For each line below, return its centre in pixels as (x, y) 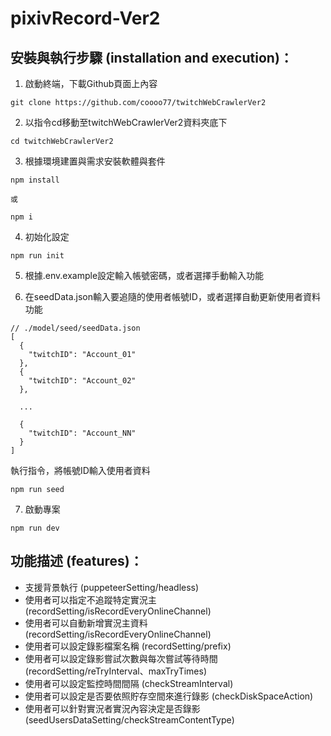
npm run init (37, 256)
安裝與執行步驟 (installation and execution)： (151, 57)
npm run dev (35, 528)
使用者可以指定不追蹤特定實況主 (90, 599)
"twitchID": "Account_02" (82, 381)
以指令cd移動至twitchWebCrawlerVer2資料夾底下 (126, 122)
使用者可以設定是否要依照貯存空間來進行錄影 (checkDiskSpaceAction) (169, 696)
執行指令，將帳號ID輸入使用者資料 (80, 470)
